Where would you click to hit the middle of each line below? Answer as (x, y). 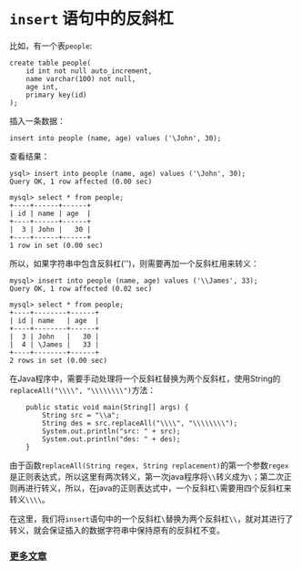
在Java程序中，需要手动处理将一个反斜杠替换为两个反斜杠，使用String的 (145, 378)
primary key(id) (57, 95)
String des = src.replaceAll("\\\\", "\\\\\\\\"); (140, 423)
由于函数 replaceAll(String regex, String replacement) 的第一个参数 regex (149, 465)
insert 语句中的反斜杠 (92, 19)
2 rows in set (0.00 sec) (58, 360)
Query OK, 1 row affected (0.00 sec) (81, 181)
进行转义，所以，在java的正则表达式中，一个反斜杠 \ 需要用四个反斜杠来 (158, 488)
